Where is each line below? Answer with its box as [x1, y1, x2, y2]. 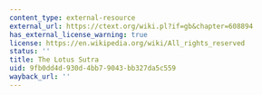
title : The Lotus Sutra [9, 55, 100, 64]
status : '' [9, 47, 51, 56]
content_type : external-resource [9, 13, 136, 23]
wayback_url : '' [9, 72, 71, 81]
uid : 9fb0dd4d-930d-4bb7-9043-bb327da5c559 [9, 64, 177, 73]
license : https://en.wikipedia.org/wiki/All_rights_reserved [9, 38, 246, 48]
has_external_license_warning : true [9, 30, 148, 39]
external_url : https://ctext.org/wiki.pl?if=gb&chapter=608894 [9, 22, 254, 31]
